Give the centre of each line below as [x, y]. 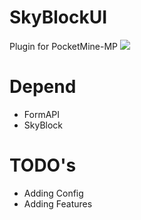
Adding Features [58, 203]
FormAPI [42, 114]
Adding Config [53, 193]
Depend [43, 87]
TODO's [43, 165]
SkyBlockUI [58, 17]
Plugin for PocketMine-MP [64, 46]
